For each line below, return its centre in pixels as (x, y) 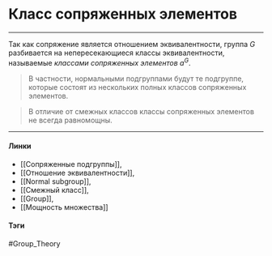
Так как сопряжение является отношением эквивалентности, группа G (132, 44)
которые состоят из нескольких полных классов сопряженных (137, 87)
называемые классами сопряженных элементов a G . (100, 62)
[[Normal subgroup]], (55, 181)
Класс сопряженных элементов (123, 14)
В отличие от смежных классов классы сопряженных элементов (141, 111)
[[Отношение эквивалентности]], (77, 173)
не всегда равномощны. (70, 120)
